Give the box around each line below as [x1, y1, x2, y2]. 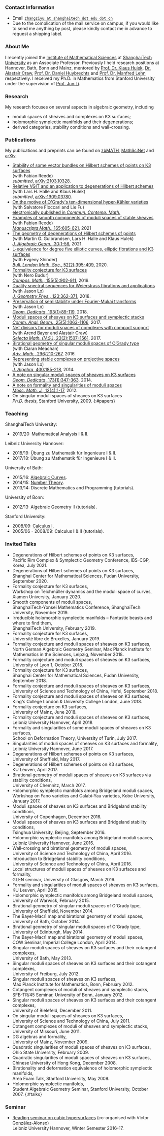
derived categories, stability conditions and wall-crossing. [12, 124, 131, 130]
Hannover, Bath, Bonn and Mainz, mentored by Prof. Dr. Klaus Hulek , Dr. [5, 65, 151, 70]
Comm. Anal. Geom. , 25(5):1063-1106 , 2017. [12, 319, 101, 325]
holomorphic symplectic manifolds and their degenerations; [12, 119, 133, 125]
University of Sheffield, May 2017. [12, 756, 80, 762]
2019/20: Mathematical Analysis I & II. [12, 431, 89, 437]
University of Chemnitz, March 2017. [12, 782, 86, 788]
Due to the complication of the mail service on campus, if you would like [12, 20, 159, 26]
